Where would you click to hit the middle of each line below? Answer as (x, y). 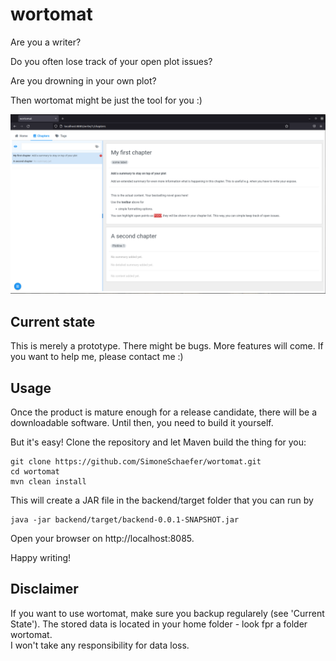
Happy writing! (41, 557)
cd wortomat (35, 472)
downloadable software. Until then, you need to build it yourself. (142, 422)
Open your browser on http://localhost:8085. (102, 538)
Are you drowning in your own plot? (83, 80)
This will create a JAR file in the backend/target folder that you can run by (162, 500)
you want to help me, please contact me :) (97, 357)
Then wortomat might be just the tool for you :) (106, 100)
